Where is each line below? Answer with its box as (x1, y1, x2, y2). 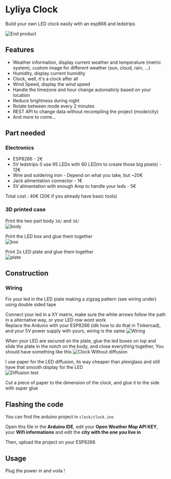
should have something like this (5, 349, 72, 355)
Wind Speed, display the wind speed (12, 81, 91, 87)
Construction (5, 269, 49, 278)
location (12, 92, 30, 98)
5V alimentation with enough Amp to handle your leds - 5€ (12, 183, 137, 189)
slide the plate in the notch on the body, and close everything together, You (5, 343, 164, 349)
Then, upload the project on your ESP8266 (5, 439, 96, 446)
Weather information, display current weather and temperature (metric (12, 59, 161, 65)
